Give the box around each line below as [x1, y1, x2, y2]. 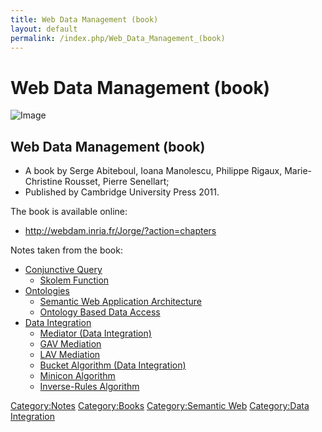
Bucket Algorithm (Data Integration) [39, 359, 187, 371]
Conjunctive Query [24, 264, 103, 276]
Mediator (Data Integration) [39, 327, 152, 340]
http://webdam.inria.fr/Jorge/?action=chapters [24, 225, 217, 237]
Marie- [284, 165, 313, 177]
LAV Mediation [39, 349, 101, 361]
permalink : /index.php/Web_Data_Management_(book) [10, 33, 226, 43]
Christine [24, 176, 63, 188]
